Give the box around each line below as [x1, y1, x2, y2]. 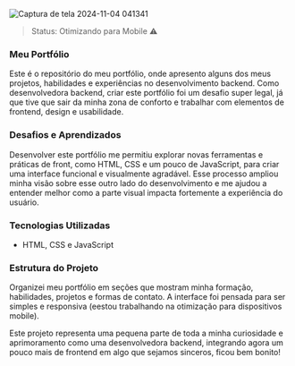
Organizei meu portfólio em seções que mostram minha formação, [9, 282, 254, 293]
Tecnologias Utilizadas [9, 219, 111, 232]
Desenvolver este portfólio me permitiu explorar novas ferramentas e [9, 149, 264, 160]
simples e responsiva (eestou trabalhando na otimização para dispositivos [9, 301, 282, 312]
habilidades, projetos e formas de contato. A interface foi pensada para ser [9, 292, 286, 302]
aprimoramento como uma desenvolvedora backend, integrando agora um [9, 337, 283, 348]
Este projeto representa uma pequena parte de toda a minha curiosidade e [9, 328, 283, 339]
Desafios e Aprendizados [9, 129, 122, 141]
